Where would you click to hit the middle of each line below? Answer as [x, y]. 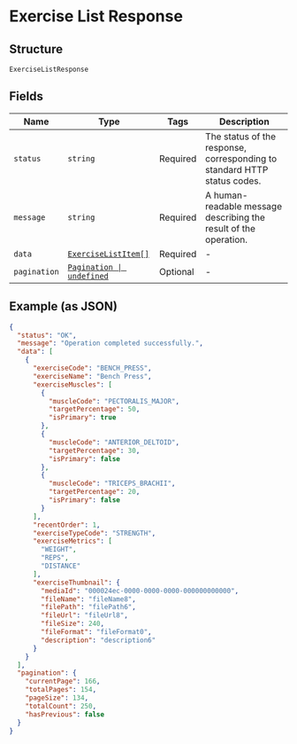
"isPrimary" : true [82, 418]
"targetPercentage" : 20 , [94, 492]
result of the [230, 228]
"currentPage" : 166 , [63, 681]
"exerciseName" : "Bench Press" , [92, 376]
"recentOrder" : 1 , [66, 525]
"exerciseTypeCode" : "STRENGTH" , [94, 533]
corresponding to [241, 159]
